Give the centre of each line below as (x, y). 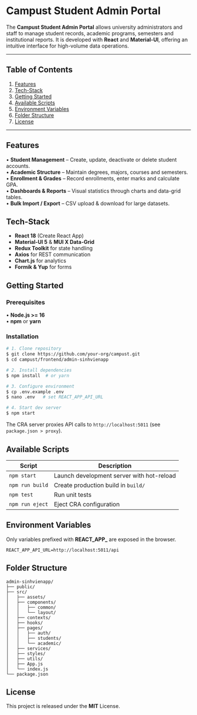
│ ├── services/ (28, 648)
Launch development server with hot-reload (115, 475)
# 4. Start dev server (34, 408)
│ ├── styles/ (26, 653)
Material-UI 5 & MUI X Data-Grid (55, 242)
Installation (23, 336)
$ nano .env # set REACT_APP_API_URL (55, 397)
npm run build (29, 485)
